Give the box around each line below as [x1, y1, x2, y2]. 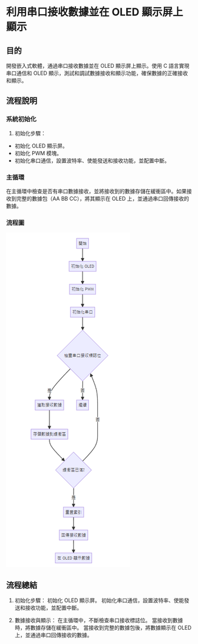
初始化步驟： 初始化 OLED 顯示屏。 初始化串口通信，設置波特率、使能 [14, 597, 184, 604]
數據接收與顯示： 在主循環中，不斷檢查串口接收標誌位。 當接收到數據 [14, 617, 183, 624]
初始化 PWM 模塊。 [14, 149, 62, 156]
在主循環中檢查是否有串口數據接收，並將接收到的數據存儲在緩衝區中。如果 [6, 187, 187, 195]
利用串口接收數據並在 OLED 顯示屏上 [6, 5, 183, 19]
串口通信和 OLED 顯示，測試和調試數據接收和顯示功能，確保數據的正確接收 [6, 70, 189, 77]
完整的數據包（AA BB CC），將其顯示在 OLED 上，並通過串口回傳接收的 [16, 195, 190, 202]
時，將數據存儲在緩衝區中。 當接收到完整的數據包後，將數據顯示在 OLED [14, 624, 192, 632]
